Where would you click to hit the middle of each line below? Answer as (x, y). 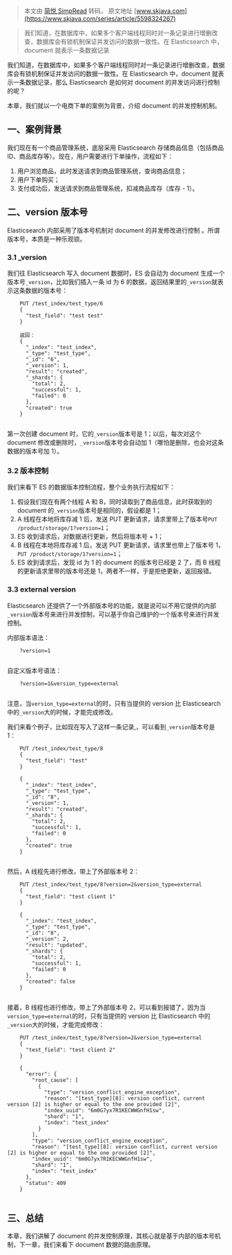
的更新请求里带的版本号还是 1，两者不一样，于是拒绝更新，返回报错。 (116, 571)
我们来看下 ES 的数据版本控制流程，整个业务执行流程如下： (91, 487)
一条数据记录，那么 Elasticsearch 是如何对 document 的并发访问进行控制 (116, 82)
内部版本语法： (28, 637)
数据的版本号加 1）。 (35, 451)
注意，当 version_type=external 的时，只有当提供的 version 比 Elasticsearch (114, 703)
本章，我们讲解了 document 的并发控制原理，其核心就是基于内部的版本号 (111, 1236)
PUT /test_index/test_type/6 (61, 303)
